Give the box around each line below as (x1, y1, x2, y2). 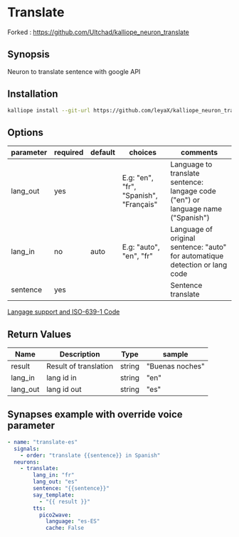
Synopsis (7, 48, 50, 60)
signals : (14, 445, 40, 452)
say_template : (33, 491, 75, 499)
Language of (170, 225, 213, 235)
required (54, 147, 84, 157)
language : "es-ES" (45, 518, 100, 525)
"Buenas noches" (146, 361, 205, 371)
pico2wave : (38, 511, 72, 519)
